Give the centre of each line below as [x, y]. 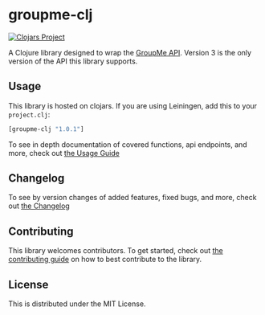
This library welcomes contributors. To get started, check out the [116, 251]
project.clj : [29, 114]
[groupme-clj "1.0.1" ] [46, 129]
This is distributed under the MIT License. [77, 304]
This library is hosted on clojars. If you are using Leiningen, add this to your [133, 105]
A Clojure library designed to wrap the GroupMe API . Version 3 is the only [130, 52]
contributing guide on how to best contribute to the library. [105, 260]
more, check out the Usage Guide [64, 153]
